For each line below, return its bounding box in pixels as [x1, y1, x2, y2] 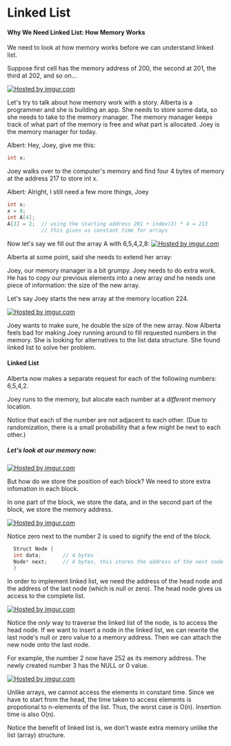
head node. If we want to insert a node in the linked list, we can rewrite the [7, 626, 219, 634]
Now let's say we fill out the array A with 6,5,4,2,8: [7, 239, 150, 248]
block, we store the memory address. [7, 505, 114, 513]
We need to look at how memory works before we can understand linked [7, 44, 214, 52]
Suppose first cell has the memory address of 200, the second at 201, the [7, 64, 217, 73]
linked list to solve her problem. [7, 343, 97, 351]
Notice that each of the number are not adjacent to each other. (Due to [7, 416, 208, 424]
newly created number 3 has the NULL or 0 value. [7, 662, 149, 670]
